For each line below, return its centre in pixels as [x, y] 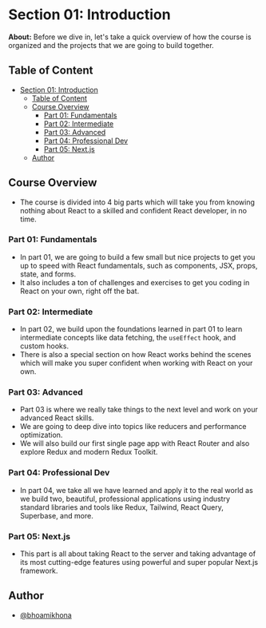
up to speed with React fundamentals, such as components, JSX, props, [139, 265]
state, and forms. [48, 274]
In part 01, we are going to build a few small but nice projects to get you [137, 256]
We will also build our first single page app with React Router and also [135, 443]
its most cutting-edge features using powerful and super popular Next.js [139, 562]
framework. [39, 571]
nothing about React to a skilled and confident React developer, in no [133, 210]
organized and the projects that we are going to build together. [111, 45]
